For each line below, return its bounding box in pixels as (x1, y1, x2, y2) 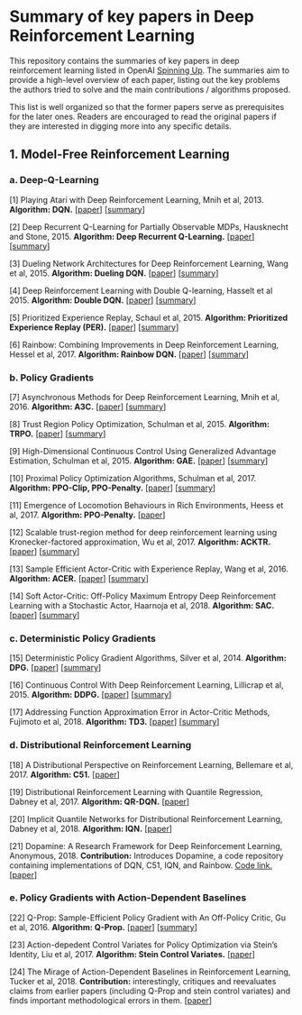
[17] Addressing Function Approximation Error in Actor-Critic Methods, (9, 707, 270, 718)
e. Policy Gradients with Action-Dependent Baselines (9, 892, 247, 904)
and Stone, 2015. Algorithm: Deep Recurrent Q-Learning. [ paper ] (9, 231, 255, 242)
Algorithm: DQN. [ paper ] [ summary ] (9, 204, 146, 215)
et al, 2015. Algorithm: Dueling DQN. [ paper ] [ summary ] (9, 268, 219, 279)
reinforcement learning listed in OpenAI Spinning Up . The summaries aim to (9, 65, 290, 76)
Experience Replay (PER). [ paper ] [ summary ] (9, 322, 179, 333)
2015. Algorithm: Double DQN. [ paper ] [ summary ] (9, 295, 197, 306)
